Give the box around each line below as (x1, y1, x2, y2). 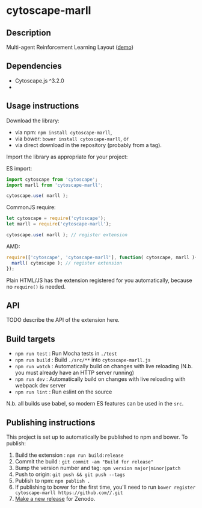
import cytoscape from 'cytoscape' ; (6, 176, 98, 183)
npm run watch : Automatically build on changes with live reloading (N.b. (14, 363, 193, 370)
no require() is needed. (6, 283, 66, 290)
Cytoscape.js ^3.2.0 (14, 77, 64, 84)
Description (6, 28, 51, 38)
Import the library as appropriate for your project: (6, 153, 128, 160)
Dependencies (6, 61, 62, 71)
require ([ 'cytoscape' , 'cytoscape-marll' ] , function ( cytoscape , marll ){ (6, 254, 198, 260)
